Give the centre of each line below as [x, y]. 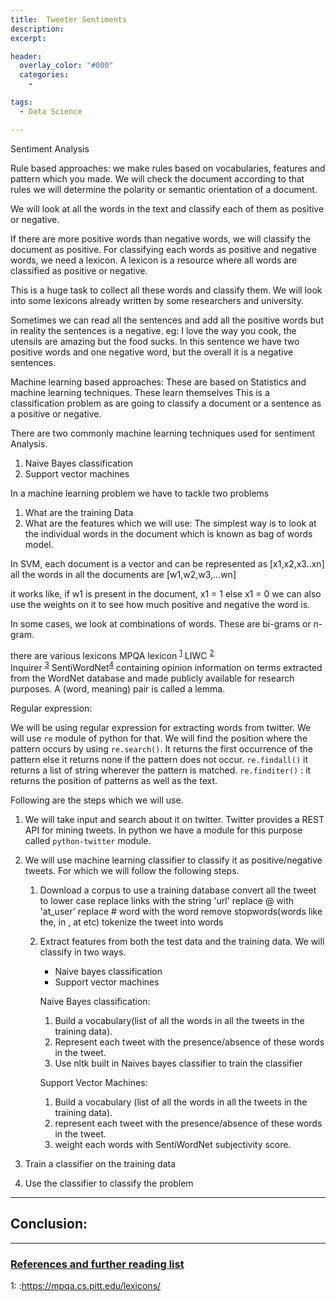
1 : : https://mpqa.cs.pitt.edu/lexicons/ [86, 1286]
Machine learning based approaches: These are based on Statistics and [158, 382]
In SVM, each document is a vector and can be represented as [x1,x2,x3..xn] [167, 563]
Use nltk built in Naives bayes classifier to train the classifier [178, 1063]
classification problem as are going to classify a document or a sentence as [166, 403]
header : [26, 56]
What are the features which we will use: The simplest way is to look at [170, 523]
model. [39, 544]
